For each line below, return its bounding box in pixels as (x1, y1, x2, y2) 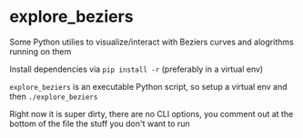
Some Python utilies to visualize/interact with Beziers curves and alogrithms (9, 36, 294, 47)
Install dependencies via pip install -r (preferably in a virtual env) (9, 64, 264, 74)
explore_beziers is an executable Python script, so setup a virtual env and (9, 81, 288, 92)
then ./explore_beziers (9, 91, 98, 102)
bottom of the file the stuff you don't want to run (9, 118, 190, 129)
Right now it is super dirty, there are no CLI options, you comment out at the (9, 108, 294, 119)
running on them (9, 45, 72, 56)
